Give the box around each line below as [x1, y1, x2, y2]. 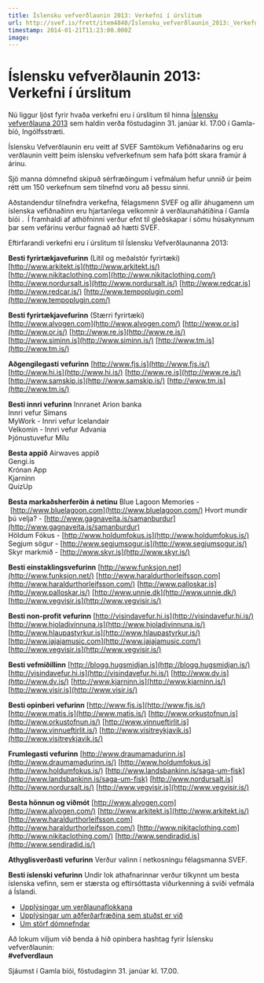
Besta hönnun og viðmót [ [8, 798, 94, 807]
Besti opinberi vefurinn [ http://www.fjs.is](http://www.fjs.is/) [8, 700, 206, 710]
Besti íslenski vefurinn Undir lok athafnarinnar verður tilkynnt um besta [8, 870, 240, 880]
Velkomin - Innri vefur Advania [8, 425, 107, 434]
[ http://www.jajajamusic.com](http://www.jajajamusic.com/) [8, 636, 202, 646]
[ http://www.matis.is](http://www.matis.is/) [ [8, 709, 152, 718]
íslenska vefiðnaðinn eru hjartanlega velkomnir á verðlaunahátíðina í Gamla [8, 206, 250, 216]
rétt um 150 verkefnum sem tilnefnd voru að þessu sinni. [8, 183, 190, 192]
